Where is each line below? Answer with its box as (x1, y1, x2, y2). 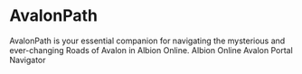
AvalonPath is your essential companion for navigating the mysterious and (9, 35, 286, 46)
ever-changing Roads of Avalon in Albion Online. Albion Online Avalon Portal (9, 44, 294, 55)
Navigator (9, 54, 47, 65)
